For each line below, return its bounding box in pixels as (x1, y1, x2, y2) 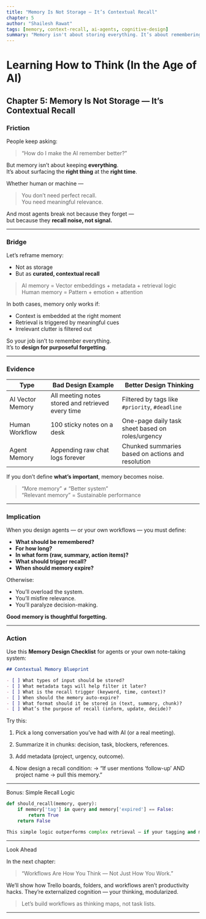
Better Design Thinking (124, 381, 194, 389)
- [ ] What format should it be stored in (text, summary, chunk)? (6, 700, 183, 707)
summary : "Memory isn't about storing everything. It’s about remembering (6, 32, 202, 38)
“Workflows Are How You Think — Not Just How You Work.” (21, 869, 174, 877)
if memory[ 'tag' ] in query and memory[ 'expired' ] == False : (17, 807, 174, 813)
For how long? (15, 545, 53, 552)
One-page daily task (121, 416, 182, 425)
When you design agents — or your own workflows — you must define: (6, 526, 187, 533)
